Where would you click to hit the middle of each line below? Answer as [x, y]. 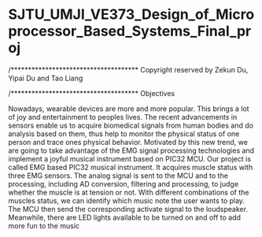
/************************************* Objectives [92, 93]
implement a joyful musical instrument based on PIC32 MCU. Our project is [130, 158]
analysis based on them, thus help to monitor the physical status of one [124, 133]
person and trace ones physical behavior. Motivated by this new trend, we [128, 142]
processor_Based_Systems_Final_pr [130, 31]
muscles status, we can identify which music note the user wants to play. [127, 200]
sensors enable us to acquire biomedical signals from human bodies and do [131, 125]
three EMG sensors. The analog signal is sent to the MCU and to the [118, 176]
